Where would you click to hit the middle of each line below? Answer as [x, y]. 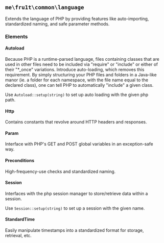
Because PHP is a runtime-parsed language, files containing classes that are [82, 59]
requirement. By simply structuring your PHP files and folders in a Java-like [81, 74]
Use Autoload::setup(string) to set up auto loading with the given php [77, 95]
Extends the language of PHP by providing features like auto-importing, [77, 19]
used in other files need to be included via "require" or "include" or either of [82, 64]
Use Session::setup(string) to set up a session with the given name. [75, 208]
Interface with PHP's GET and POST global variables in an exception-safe [79, 144]
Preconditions [20, 160]
